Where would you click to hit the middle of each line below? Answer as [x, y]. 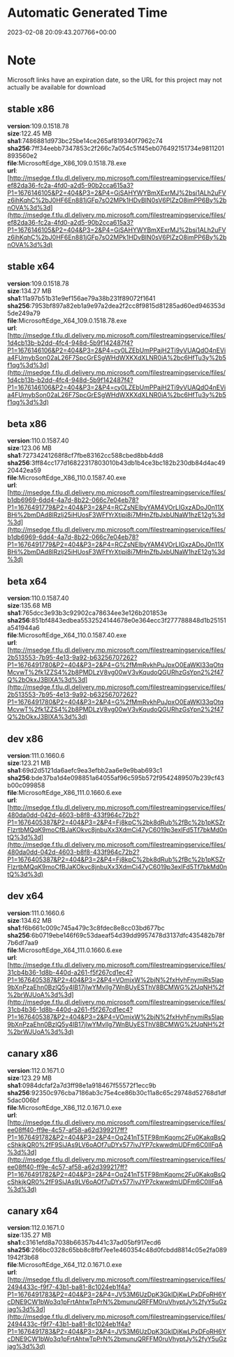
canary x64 [33, 1211]
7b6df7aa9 [23, 942]
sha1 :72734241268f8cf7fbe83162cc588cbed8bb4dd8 [86, 456]
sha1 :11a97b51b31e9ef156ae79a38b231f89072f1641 [81, 298]
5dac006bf [23, 1100]
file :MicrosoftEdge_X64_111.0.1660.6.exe [65, 950]
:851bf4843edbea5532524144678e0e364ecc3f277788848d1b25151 [128, 621]
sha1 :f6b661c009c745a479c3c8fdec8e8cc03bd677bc [86, 928]
